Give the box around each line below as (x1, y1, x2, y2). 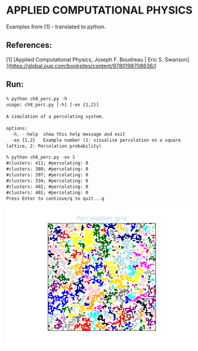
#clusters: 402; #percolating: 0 (6, 184, 89, 190)
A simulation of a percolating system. (6, 113, 105, 119)
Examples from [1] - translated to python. (6, 23, 106, 30)
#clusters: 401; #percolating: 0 (6, 190, 89, 196)
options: (6, 125, 28, 131)
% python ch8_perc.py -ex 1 (6, 154, 76, 160)
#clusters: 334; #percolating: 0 (6, 178, 89, 184)
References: (6, 40, 52, 50)
